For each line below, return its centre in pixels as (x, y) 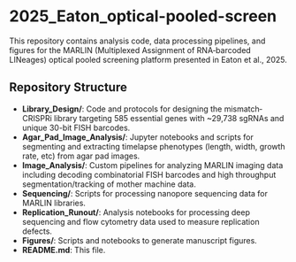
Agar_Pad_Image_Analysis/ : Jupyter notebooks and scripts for (137, 137)
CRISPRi (37, 118)
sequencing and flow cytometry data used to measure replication (140, 221)
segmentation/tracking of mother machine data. (109, 184)
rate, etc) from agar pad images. (81, 156)
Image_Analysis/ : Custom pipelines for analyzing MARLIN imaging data (152, 165)
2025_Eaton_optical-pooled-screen (143, 16)
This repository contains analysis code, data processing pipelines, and (137, 41)
